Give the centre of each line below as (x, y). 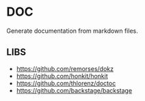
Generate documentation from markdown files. (72, 31)
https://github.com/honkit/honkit (62, 76)
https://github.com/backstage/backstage (74, 90)
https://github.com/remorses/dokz (65, 68)
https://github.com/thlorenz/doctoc (66, 83)
